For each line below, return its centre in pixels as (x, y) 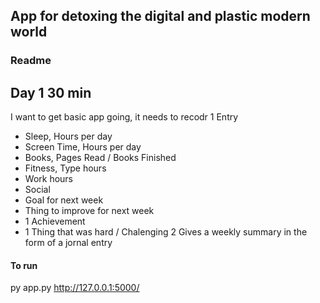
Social (37, 190)
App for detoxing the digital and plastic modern (160, 16)
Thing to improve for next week (89, 211)
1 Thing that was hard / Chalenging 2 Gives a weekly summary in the (166, 232)
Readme (31, 61)
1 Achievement (55, 221)
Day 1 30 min (51, 92)
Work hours (48, 179)
